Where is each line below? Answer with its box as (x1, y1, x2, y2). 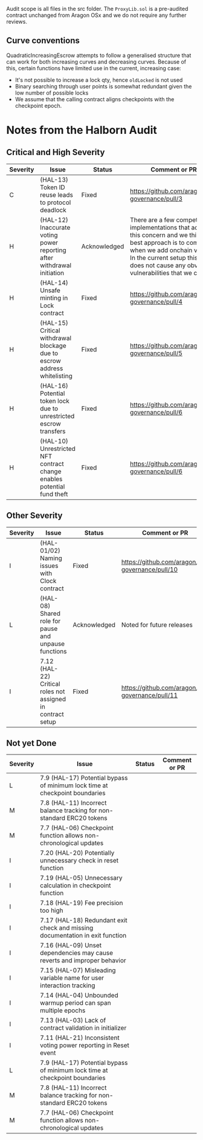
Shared (40, 609, 60, 618)
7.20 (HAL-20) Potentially (40, 848, 115, 857)
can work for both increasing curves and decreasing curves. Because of (6, 58, 187, 65)
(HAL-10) (40, 436, 68, 445)
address (40, 364, 63, 372)
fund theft (40, 490, 68, 498)
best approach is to (129, 238, 185, 247)
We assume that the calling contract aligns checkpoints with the (14, 95, 175, 102)
